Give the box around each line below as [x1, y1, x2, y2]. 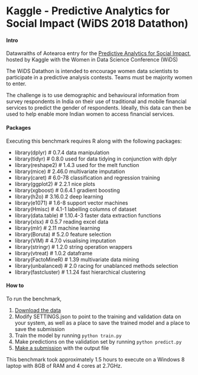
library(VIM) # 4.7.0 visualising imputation [14, 237, 116, 244]
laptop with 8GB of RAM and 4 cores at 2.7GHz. [6, 362, 122, 369]
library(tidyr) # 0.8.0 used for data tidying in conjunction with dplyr [14, 155, 177, 162]
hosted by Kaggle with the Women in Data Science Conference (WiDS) [6, 56, 178, 63]
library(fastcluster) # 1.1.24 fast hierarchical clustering [14, 268, 146, 275]
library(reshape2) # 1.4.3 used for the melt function [14, 161, 139, 168]
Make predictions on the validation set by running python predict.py [14, 338, 182, 345]
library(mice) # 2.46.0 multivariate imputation [14, 168, 125, 175]
